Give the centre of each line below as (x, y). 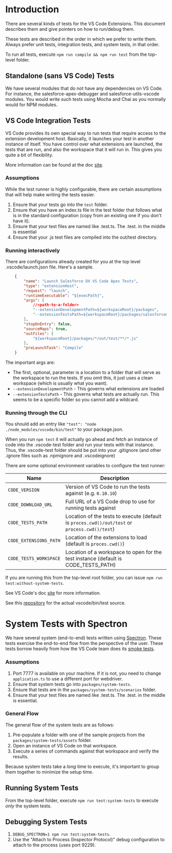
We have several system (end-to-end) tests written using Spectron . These (83, 638)
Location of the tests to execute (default (113, 516)
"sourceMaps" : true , (46, 329)
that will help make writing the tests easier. (50, 194)
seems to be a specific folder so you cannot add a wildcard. (76, 400)
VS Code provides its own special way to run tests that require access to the (86, 133)
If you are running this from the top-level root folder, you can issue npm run (84, 578)
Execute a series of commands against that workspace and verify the (86, 751)
